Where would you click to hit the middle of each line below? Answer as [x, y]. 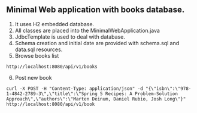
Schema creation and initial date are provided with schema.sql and [97, 43]
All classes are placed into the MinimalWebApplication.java [87, 30]
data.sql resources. [39, 49]
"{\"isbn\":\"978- [169, 89]
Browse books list [37, 55]
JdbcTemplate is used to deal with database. [70, 37]
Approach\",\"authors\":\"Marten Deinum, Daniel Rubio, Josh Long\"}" [96, 99]
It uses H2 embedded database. [54, 24]
